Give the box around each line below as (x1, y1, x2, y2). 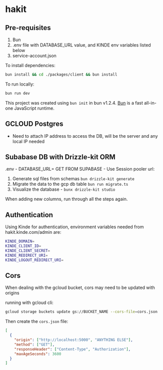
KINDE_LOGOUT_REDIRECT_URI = (5, 257, 64, 262)
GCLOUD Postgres (5, 120, 63, 128)
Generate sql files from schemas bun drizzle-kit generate (12, 176, 135, 182)
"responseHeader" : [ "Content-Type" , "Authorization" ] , (14, 346, 131, 351)
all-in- (144, 100, 156, 106)
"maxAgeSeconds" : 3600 (14, 351, 61, 356)
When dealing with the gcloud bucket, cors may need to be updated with (5, 284, 155, 291)
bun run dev (5, 91, 30, 96)
